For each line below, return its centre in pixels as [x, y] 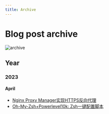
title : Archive [21, 10]
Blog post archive [41, 34]
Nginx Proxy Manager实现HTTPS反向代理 [54, 100]
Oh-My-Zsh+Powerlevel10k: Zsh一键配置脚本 [58, 107]
